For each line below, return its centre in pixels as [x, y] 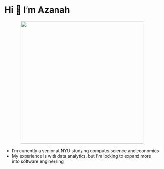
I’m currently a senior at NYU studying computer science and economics [85, 151]
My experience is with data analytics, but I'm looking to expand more [82, 156]
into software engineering [38, 161]
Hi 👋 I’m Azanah [37, 10]
